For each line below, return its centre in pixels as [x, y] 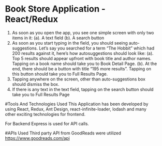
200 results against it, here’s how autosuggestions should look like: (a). [83, 53]
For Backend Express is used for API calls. [47, 123]
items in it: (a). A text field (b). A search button [58, 38]
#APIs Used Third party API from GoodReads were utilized [63, 133]
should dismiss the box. [36, 84]
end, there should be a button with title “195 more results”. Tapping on [81, 68]
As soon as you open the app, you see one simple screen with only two [83, 32]
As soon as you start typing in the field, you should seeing [70, 43]
